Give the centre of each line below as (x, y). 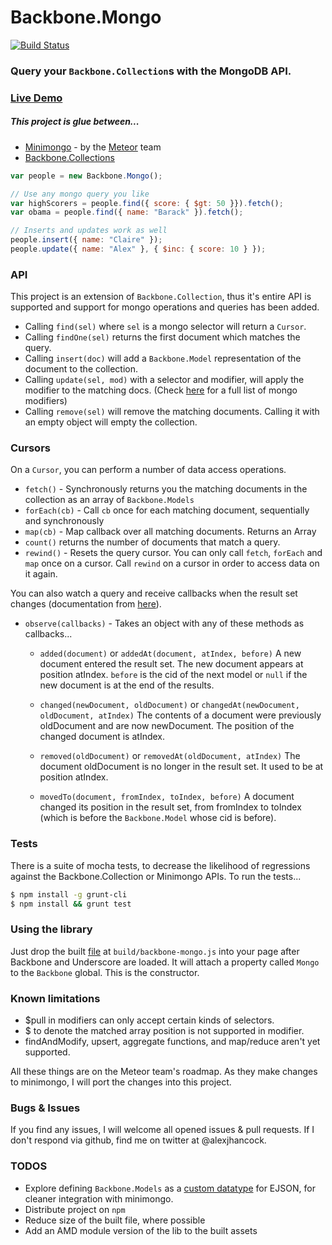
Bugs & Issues (45, 1108)
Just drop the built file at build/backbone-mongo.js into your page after (155, 951)
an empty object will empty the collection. (111, 422)
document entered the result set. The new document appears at (171, 664)
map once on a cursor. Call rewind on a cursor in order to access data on (172, 563)
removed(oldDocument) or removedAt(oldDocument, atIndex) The (170, 756)
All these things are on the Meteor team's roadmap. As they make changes (164, 1072)
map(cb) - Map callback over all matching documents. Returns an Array (170, 532)
